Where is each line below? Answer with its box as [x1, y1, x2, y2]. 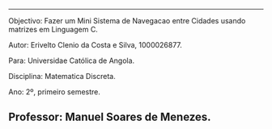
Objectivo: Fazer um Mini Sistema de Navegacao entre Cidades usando [8, 16, 246, 25]
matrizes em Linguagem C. [8, 25, 99, 34]
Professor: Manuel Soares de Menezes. [8, 110, 212, 124]
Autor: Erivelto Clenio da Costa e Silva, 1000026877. [8, 40, 182, 49]
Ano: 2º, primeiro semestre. [8, 87, 101, 97]
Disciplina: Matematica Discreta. [8, 72, 116, 81]
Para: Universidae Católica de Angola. [8, 56, 135, 65]
